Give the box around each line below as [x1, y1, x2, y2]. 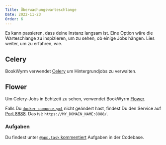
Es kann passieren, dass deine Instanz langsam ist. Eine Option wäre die [5, 30, 153, 36]
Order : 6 [5, 16, 23, 21]
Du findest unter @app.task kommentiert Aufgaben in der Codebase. [5, 135, 144, 141]
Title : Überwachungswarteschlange [5, 7, 77, 12]
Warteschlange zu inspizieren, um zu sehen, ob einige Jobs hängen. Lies [5, 35, 155, 41]
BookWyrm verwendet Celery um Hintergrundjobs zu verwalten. [5, 68, 137, 74]
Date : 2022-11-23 [5, 12, 41, 17]
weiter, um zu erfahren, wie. [5, 41, 63, 47]
